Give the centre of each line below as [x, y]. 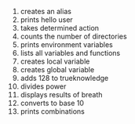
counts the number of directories [74, 36]
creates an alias [46, 11]
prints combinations [52, 111]
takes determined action [60, 28]
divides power [43, 86]
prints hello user [46, 20]
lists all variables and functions [70, 53]
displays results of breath [61, 95]
